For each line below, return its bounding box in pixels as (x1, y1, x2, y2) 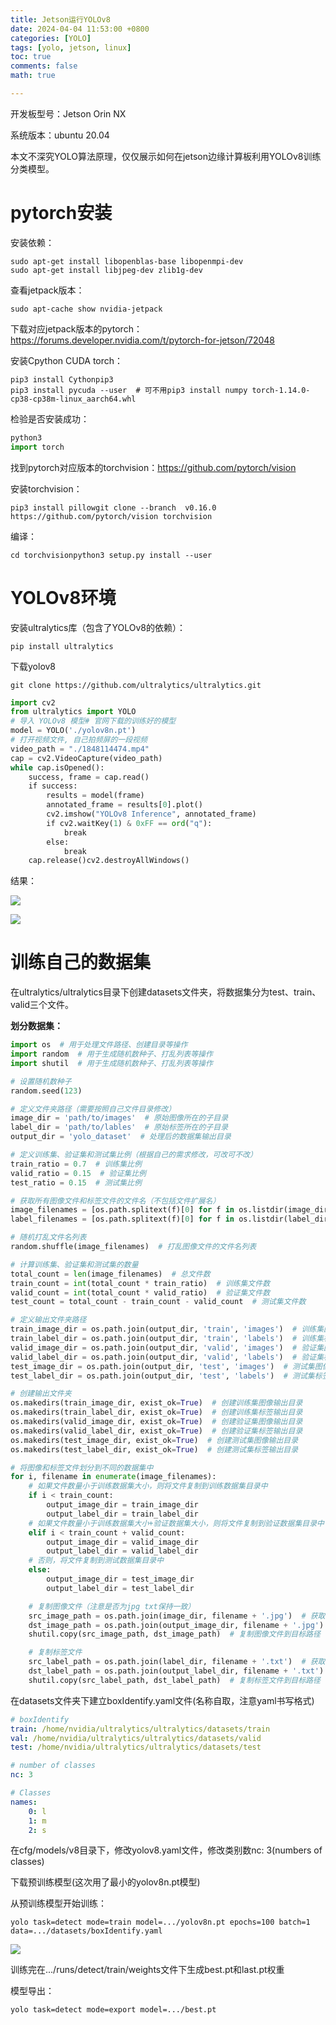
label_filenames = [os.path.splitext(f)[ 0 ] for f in (10, 1214, 235, 1225)
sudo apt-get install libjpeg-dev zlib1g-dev (10, 265, 203, 275)
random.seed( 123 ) (10, 1086, 83, 1096)
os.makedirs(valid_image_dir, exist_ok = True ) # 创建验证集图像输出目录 (10, 1417, 303, 1427)
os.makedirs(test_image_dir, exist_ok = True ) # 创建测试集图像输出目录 (10, 1435, 299, 1445)
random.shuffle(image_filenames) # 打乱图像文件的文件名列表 (10, 1242, 257, 1252)
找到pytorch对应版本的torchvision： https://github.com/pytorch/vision (10, 461, 297, 473)
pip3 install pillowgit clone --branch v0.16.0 (10, 502, 217, 513)
